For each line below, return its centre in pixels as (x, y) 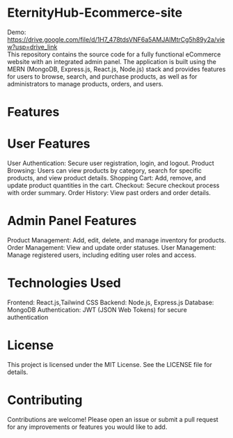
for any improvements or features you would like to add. (87, 427)
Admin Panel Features (72, 221)
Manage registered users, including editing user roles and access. (102, 255)
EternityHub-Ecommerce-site (95, 13)
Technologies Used (64, 283)
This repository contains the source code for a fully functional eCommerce (114, 54)
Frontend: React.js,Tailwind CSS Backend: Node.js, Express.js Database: (111, 302)
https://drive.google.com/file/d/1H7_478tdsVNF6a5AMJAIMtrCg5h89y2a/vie (116, 39)
